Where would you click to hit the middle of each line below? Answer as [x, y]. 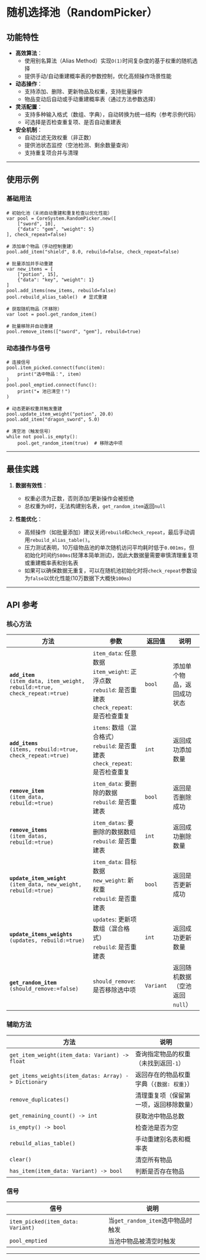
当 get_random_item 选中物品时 [150, 1221]
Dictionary [32, 1082]
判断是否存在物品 [160, 1171]
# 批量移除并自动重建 [30, 326]
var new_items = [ [30, 269]
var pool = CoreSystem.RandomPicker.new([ [61, 218]
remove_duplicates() [39, 1100]
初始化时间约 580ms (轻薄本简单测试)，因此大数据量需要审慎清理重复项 [111, 555]
